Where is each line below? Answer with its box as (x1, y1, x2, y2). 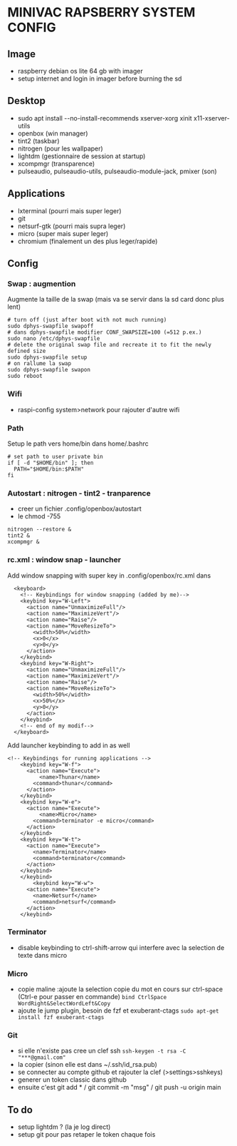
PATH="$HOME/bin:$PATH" (14, 465, 84, 473)
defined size (7, 347, 46, 355)
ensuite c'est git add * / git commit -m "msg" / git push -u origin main (17, 1083, 221, 1092)
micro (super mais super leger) (17, 229, 109, 237)
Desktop (7, 95, 46, 107)
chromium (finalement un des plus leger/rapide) (17, 237, 158, 245)
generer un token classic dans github (17, 1075, 127, 1084)
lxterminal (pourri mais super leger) (17, 206, 122, 215)
